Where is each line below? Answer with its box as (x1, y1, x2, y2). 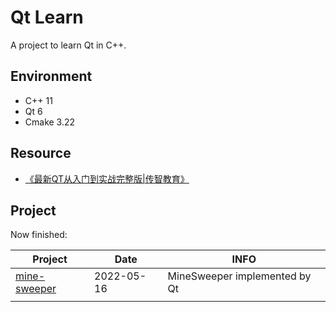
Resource (10, 145, 72, 162)
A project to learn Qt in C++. (10, 39, 127, 51)
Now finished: (10, 229, 68, 241)
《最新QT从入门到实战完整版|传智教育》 (24, 172, 190, 185)
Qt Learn (10, 6, 84, 29)
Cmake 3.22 (24, 116, 76, 128)
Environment (10, 68, 93, 85)
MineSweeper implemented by (167, 269, 312, 283)
